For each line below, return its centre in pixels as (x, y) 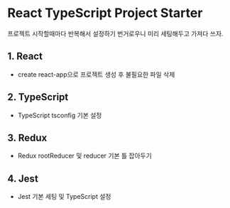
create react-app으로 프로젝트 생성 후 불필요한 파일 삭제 (96, 74)
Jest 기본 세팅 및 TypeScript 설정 (64, 197)
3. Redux (27, 137)
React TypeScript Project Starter (105, 13)
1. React (25, 56)
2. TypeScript (38, 97)
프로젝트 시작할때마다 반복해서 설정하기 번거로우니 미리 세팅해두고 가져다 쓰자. (115, 33)
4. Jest (23, 179)
